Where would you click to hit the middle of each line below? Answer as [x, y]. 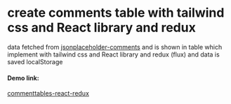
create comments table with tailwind [116, 13]
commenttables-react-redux [48, 94]
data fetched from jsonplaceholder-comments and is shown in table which [115, 47]
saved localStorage [35, 61]
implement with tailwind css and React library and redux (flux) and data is [113, 54]
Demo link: [24, 77]
